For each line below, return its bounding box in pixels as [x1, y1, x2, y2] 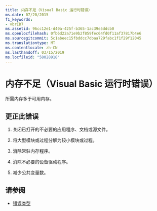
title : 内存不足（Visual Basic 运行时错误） [5, 7, 92, 13]
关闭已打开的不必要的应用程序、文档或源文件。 [12, 126, 110, 132]
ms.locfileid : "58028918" [5, 54, 60, 60]
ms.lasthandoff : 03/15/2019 [5, 50, 65, 55]
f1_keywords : [5, 17, 33, 22]
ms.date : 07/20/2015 [5, 12, 49, 17]
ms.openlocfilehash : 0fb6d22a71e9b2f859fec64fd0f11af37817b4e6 [5, 31, 142, 36]
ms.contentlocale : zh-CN [5, 45, 58, 50]
